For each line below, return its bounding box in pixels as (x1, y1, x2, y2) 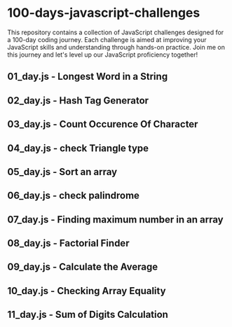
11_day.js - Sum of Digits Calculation (7, 309, 168, 321)
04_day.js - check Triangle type (7, 142, 149, 154)
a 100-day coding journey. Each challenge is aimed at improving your (7, 35, 207, 43)
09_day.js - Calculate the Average (7, 261, 158, 273)
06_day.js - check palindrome (7, 190, 140, 202)
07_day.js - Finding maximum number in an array (7, 214, 224, 225)
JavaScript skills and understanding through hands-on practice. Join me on (7, 43, 226, 51)
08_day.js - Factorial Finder (7, 237, 130, 249)
